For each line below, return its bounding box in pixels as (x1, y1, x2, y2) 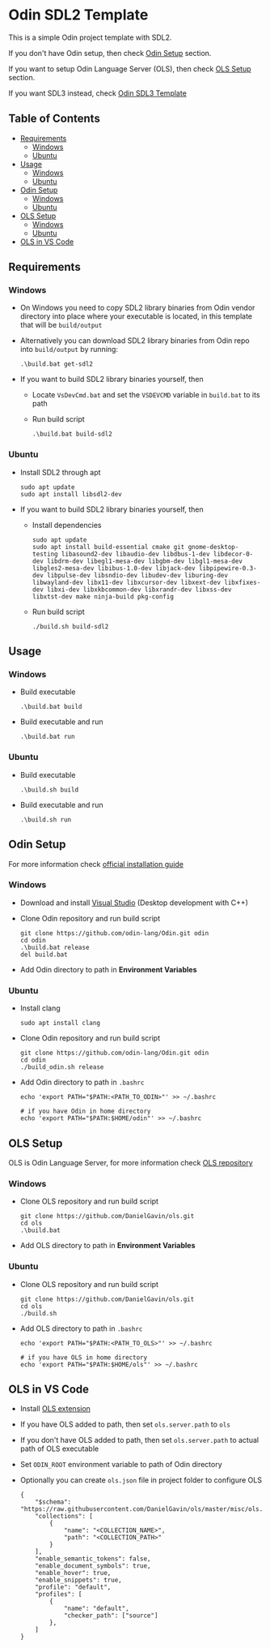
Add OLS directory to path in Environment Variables (19, 1241, 196, 1251)
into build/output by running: (19, 345, 119, 354)
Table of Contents (8, 112, 101, 126)
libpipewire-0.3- (198, 564, 257, 573)
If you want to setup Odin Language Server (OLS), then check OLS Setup (8, 63, 252, 74)
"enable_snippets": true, (35, 1576, 123, 1585)
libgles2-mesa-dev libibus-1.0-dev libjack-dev (32, 564, 196, 573)
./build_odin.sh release (19, 1063, 104, 1071)
